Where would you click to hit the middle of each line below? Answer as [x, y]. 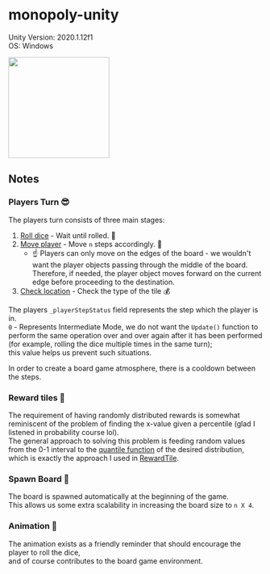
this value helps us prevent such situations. [80, 352]
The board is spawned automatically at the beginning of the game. [118, 496]
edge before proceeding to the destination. [103, 282]
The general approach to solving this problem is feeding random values [127, 441]
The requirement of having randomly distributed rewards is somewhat [124, 415]
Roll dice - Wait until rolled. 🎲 [68, 235]
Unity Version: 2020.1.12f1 [51, 37]
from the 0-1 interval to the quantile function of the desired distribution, [126, 449]
